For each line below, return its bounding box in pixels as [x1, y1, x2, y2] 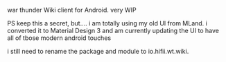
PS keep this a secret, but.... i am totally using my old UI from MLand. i [7, 19, 208, 27]
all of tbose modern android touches [7, 34, 112, 42]
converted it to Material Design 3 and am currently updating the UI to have [7, 27, 220, 34]
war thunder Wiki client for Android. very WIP [7, 6, 137, 14]
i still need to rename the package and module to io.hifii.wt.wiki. [7, 48, 189, 55]
